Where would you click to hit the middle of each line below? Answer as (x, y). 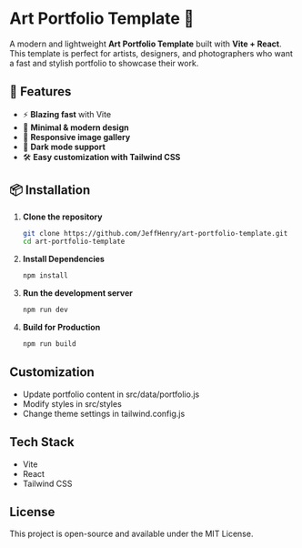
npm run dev (45, 310)
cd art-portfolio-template (74, 242)
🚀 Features (40, 91)
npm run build (49, 344)
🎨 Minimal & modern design (75, 127)
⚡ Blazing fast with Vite (67, 114)
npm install (45, 276)
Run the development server (78, 293)
